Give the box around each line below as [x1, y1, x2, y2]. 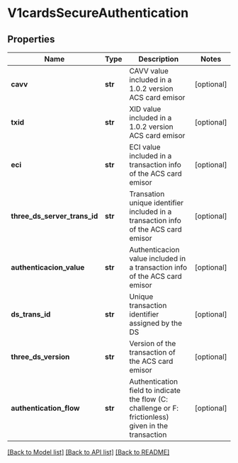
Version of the [129, 338, 176, 348]
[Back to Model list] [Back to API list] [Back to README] [7, 448, 170, 456]
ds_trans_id [11, 309, 51, 319]
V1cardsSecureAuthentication [7, 5, 189, 21]
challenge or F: [129, 404, 179, 413]
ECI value [129, 142, 161, 152]
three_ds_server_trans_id [11, 211, 98, 221]
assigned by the [129, 319, 183, 328]
